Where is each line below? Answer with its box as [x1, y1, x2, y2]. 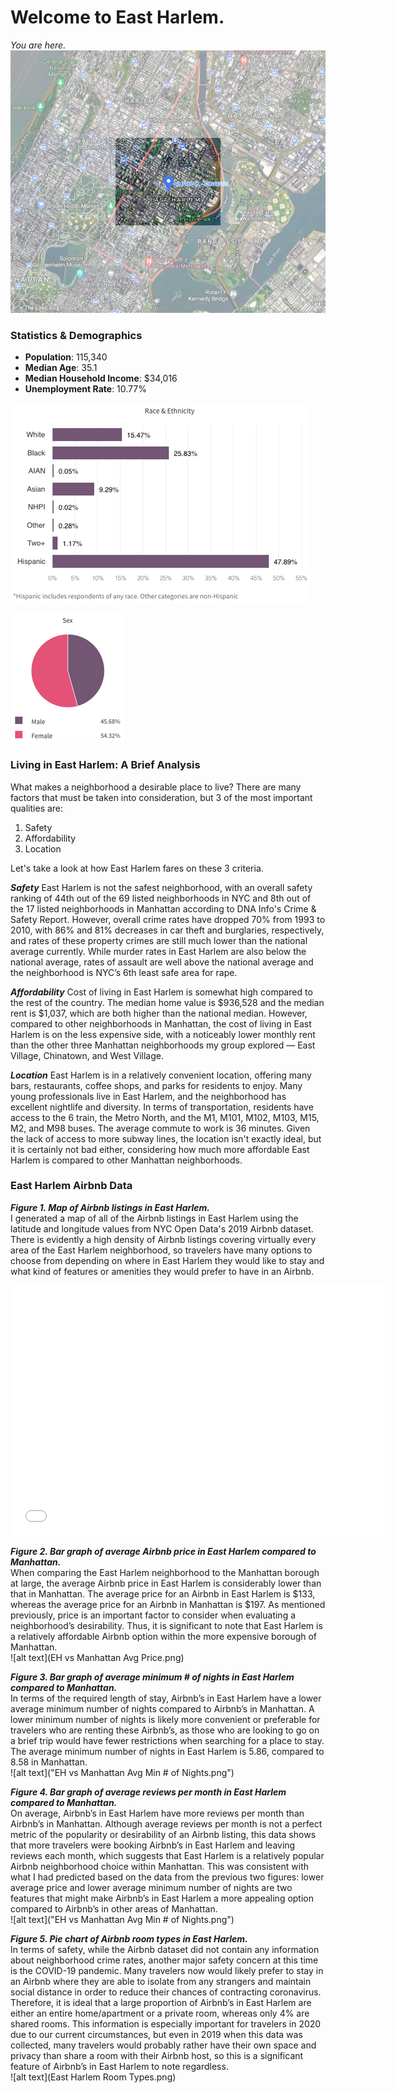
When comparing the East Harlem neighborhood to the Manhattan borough [10, 1566, 320, 1578]
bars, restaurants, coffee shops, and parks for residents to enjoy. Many [10, 1079, 303, 1091]
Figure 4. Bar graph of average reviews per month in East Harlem [10, 1786, 287, 1798]
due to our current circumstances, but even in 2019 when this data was [10, 2028, 303, 2040]
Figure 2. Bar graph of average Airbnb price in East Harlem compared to [10, 1545, 317, 1557]
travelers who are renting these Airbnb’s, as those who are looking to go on [10, 1724, 320, 1736]
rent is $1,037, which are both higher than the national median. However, [10, 1007, 308, 1019]
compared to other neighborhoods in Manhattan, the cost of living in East [10, 1017, 312, 1030]
